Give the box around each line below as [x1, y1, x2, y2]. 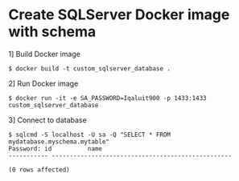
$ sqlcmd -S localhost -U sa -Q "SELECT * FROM [8, 131, 171, 139]
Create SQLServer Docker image [8, 6, 230, 24]
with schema [8, 22, 97, 41]
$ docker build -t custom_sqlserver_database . [8, 64, 171, 73]
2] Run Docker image [8, 78, 79, 88]
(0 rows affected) [8, 166, 70, 174]
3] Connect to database [8, 115, 87, 125]
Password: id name [8, 144, 103, 153]
